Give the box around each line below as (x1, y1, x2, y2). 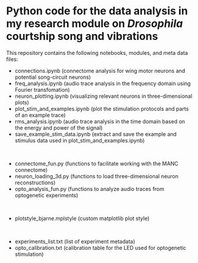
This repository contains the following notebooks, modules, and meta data (6, 49, 188, 56)
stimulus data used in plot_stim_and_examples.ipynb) (14, 137, 145, 144)
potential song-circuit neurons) (14, 73, 91, 81)
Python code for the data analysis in (6, 4, 188, 18)
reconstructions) (14, 179, 56, 186)
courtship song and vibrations (6, 30, 159, 43)
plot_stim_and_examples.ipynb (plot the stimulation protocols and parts (14, 105, 189, 112)
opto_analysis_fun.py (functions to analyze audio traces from (14, 185, 165, 192)
